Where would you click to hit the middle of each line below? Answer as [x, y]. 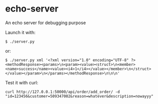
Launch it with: [21, 32]
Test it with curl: [22, 82]
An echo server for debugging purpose [46, 23]
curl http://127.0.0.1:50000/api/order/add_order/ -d [63, 92]
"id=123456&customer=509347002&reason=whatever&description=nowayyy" [80, 96]
